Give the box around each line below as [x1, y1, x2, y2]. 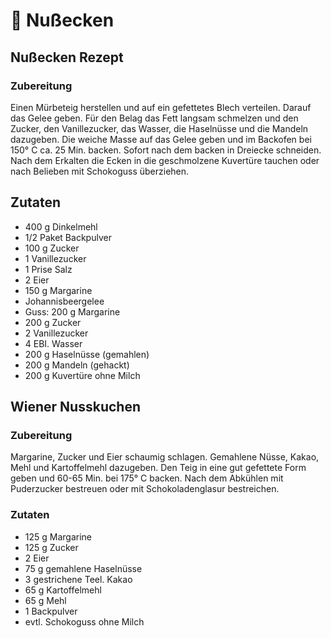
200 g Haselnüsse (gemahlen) [24, 348, 150, 360]
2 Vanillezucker [24, 327, 89, 339]
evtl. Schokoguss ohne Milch [24, 615, 145, 628]
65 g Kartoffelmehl [24, 584, 102, 596]
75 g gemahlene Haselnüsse [24, 562, 143, 574]
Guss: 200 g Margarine [24, 305, 121, 318]
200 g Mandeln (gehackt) [24, 359, 130, 371]
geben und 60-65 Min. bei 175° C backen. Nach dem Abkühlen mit [10, 472, 284, 484]
